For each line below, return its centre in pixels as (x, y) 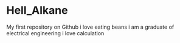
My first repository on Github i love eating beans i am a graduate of (90, 27)
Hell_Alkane (37, 10)
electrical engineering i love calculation (55, 33)
